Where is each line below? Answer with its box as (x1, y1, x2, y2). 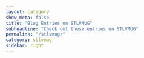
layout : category (5, 8, 50, 15)
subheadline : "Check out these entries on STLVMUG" (5, 25, 139, 32)
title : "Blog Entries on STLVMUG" (5, 20, 93, 26)
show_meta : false (5, 14, 50, 21)
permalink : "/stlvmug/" (5, 31, 66, 37)
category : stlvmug (5, 37, 52, 43)
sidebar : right (5, 43, 44, 49)
